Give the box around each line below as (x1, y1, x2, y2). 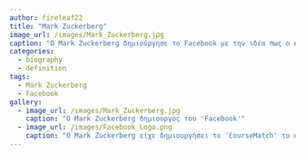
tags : (9, 72, 30, 82)
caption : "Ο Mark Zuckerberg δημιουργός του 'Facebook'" (25, 114, 246, 123)
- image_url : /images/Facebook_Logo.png (17, 123, 172, 132)
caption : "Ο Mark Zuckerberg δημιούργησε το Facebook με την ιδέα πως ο (9, 38, 290, 48)
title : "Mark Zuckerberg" (9, 22, 107, 31)
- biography (17, 55, 64, 64)
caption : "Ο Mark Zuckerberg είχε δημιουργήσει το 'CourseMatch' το (25, 131, 290, 140)
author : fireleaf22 (9, 13, 84, 23)
